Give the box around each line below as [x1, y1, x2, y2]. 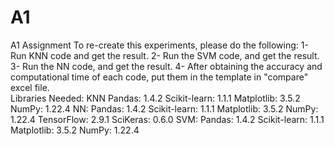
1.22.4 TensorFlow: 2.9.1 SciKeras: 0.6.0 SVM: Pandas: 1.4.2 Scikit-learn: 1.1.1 [10, 113, 325, 125]
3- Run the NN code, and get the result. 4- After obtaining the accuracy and [10, 60, 323, 72]
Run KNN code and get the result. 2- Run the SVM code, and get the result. [10, 49, 320, 61]
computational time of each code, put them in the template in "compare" [10, 71, 309, 83]
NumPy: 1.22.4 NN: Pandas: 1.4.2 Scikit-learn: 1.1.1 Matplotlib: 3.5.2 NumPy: [10, 102, 319, 115]
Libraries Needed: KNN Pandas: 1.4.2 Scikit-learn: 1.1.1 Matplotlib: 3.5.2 [10, 92, 301, 104]
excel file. [10, 81, 50, 93]
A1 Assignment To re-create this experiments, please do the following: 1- [10, 39, 309, 51]
